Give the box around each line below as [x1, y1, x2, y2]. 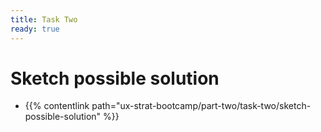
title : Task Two [10, 14, 78, 25]
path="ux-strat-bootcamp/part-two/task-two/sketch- [91, 100, 312, 112]
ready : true [10, 24, 60, 34]
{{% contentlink [24, 100, 90, 112]
